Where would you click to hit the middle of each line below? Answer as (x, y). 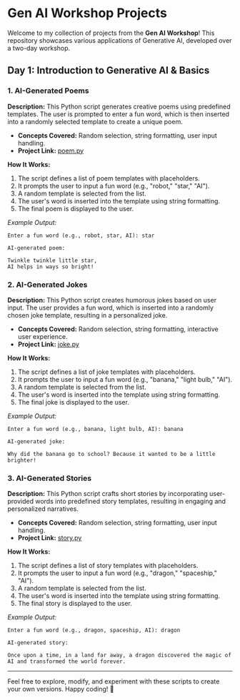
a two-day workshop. (39, 48)
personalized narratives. (43, 509)
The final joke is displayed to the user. (74, 402)
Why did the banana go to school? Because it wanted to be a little (111, 454)
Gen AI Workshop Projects (87, 13)
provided (21, 502)
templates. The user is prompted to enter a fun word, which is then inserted (119, 114)
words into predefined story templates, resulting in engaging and (131, 502)
